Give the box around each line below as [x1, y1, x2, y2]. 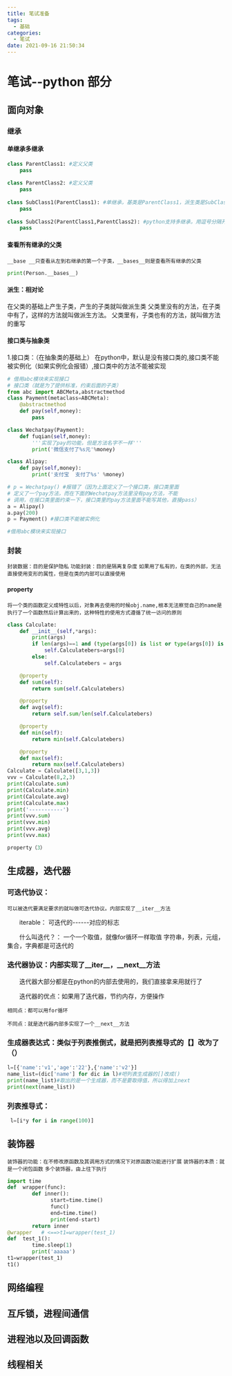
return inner [32, 1223, 70, 1229]
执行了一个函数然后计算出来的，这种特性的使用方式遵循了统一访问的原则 [7, 609, 182, 616]
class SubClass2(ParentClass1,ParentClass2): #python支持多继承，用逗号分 [7, 218, 217, 225]
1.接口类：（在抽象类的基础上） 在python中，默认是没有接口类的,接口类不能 [7, 353, 220, 361]
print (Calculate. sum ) [7, 780, 70, 788]
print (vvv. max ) [7, 832, 51, 839]
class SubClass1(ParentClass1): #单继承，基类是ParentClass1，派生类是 [7, 198, 205, 206]
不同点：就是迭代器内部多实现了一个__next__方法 [7, 1020, 130, 1027]
